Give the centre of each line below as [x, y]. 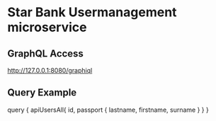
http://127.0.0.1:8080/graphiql [50, 70]
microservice [47, 27]
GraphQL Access [45, 53]
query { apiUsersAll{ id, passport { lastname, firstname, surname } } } [108, 110]
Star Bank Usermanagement [92, 12]
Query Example [42, 93]
